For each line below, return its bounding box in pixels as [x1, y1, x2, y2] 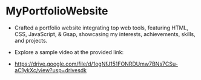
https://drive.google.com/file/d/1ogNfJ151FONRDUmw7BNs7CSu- [14, 60, 178, 67]
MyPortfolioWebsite [5, 4, 108, 18]
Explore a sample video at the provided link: [14, 48, 124, 55]
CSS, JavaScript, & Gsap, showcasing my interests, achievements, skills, [14, 30, 196, 37]
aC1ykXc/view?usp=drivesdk [14, 66, 87, 73]
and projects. [14, 37, 48, 44]
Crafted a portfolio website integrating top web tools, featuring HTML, [14, 24, 189, 31]
